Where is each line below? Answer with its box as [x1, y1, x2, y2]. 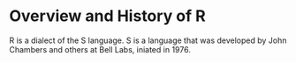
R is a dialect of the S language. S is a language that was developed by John [9, 35, 287, 45]
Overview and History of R [9, 6, 206, 26]
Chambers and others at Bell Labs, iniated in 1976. [9, 44, 192, 54]
